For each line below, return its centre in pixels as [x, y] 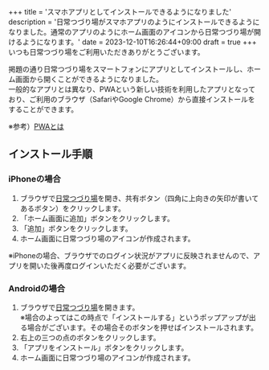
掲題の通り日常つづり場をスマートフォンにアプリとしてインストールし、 [128, 69]
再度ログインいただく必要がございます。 [124, 265]
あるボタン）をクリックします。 [73, 208]
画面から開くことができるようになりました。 [89, 79]
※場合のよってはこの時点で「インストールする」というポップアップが [134, 317]
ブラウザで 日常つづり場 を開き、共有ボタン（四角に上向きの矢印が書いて [139, 198]
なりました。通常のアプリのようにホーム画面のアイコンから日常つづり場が [131, 32]
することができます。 [43, 109]
